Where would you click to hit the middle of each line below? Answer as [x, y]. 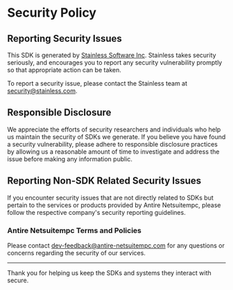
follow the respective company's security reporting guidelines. [96, 212]
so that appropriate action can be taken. [64, 70]
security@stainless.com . [42, 91]
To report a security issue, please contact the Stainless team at [97, 83]
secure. [18, 280]
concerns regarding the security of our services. [76, 252]
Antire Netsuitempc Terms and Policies [75, 230]
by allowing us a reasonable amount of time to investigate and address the [113, 152]
